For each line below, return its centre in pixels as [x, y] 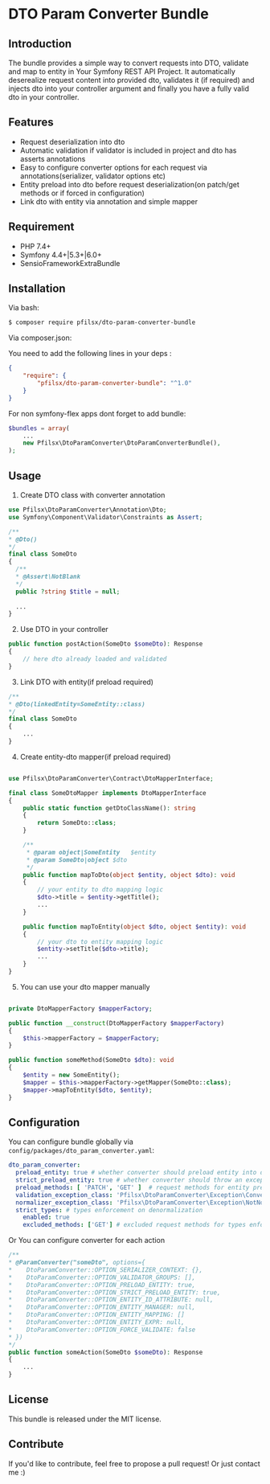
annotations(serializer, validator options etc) [93, 176]
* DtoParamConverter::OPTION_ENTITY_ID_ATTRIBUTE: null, [111, 1300]
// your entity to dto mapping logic [100, 890]
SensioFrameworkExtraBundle [70, 263]
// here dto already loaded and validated [95, 659]
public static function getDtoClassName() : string [109, 808]
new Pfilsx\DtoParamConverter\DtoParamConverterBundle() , [122, 443]
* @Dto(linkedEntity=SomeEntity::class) [77, 704]
